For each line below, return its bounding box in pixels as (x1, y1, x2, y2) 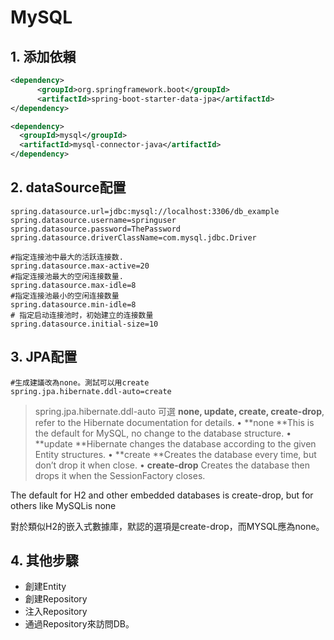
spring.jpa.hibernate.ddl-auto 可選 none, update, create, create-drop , (34, 405, 325, 417)
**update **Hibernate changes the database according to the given (34, 437, 317, 450)
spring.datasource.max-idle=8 (10, 280, 137, 290)
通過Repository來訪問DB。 (24, 618, 135, 630)
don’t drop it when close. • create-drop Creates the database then (34, 459, 311, 471)
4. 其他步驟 (10, 552, 79, 570)
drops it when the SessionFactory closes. (34, 469, 206, 481)
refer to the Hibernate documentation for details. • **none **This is (34, 416, 315, 428)
